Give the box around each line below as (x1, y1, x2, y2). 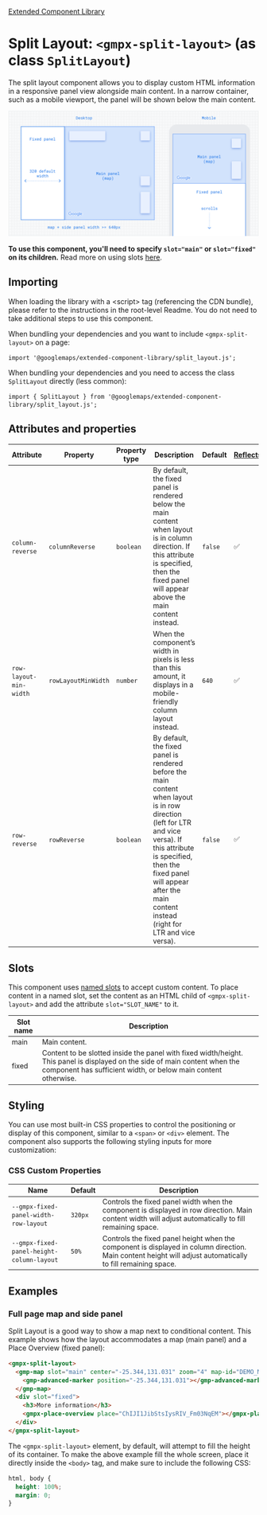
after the (153, 885, 181, 895)
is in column (153, 533, 192, 543)
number (116, 677, 138, 685)
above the (153, 592, 186, 602)
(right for (153, 919, 183, 928)
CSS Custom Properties (8, 1166, 102, 1177)
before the (153, 767, 188, 776)
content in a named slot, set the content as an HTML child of (8, 991, 207, 1001)
